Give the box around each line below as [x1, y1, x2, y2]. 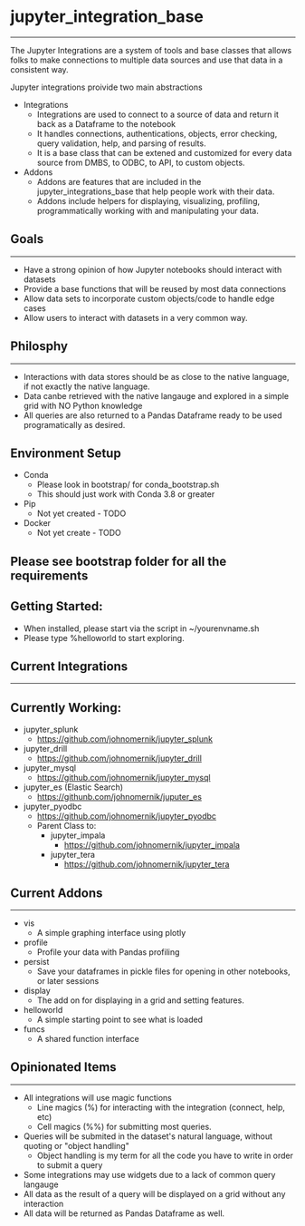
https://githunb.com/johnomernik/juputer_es [36, 792, 203, 803]
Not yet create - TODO [36, 528, 121, 539]
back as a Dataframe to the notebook [36, 118, 176, 129]
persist [23, 957, 50, 968]
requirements [10, 568, 89, 583]
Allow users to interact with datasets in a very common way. [23, 312, 248, 323]
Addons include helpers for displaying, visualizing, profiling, [36, 195, 261, 206]
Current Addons [10, 885, 103, 900]
